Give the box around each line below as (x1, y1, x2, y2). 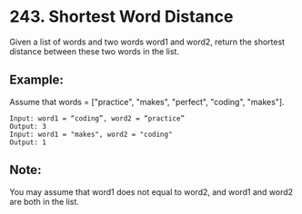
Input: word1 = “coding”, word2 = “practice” (9, 113, 185, 123)
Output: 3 (9, 122, 47, 131)
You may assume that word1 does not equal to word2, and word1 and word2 (9, 186, 294, 197)
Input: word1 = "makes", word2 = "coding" (9, 130, 173, 139)
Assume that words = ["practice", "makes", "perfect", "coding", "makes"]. (9, 96, 285, 107)
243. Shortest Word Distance (9, 6, 234, 27)
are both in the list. (9, 196, 80, 207)
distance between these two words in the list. (9, 45, 180, 56)
